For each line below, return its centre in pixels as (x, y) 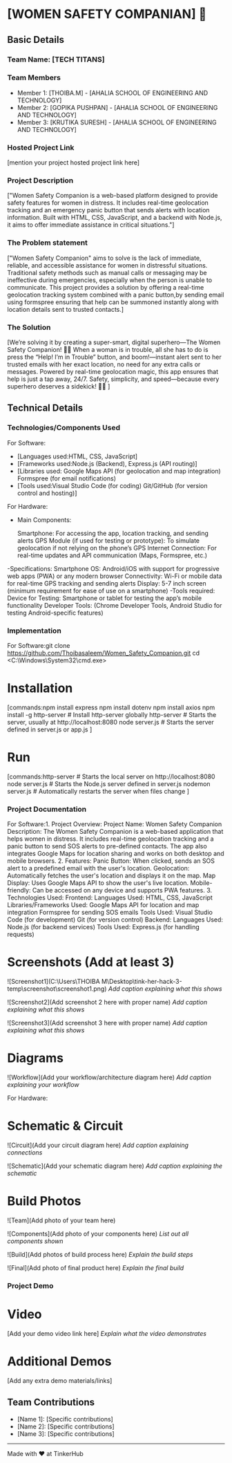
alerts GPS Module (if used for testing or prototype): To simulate (108, 540)
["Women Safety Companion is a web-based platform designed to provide (113, 196)
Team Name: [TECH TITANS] (56, 59)
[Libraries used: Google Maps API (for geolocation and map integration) (119, 471)
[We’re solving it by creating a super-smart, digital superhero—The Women (114, 342)
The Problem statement (48, 243)
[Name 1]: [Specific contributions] (65, 1419)
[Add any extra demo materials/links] (60, 1380)
